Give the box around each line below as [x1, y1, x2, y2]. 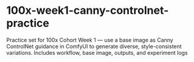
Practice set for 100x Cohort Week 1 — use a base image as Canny [6, 36, 173, 43]
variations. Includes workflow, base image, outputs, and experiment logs [6, 49, 188, 56]
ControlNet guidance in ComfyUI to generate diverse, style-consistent [6, 43, 182, 50]
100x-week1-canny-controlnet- [6, 4, 169, 17]
